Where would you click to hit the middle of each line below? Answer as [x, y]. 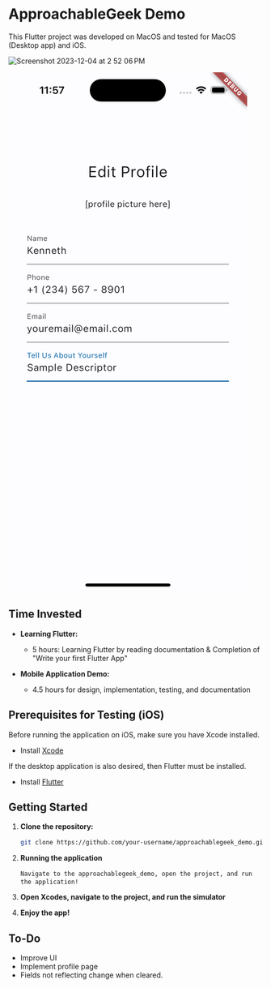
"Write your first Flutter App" [80, 658]
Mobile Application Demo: [65, 673]
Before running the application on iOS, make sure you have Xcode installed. [134, 734]
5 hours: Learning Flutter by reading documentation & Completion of [146, 649]
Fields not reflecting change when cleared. [91, 975]
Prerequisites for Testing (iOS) [86, 715]
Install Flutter [42, 782]
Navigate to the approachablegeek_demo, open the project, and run [136, 874]
